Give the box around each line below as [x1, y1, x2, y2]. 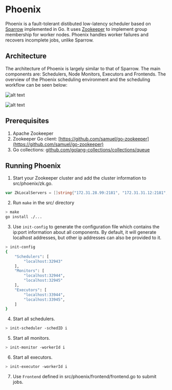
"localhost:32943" [24, 259, 63, 264]
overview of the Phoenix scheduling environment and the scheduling [5, 76, 150, 83]
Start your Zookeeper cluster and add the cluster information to [12, 175, 147, 181]
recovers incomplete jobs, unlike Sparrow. [5, 37, 94, 43]
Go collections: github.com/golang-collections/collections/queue [12, 146, 150, 152]
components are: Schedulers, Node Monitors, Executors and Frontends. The [5, 71, 166, 77]
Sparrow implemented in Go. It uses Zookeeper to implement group [5, 26, 147, 32]
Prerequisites [5, 116, 49, 125]
